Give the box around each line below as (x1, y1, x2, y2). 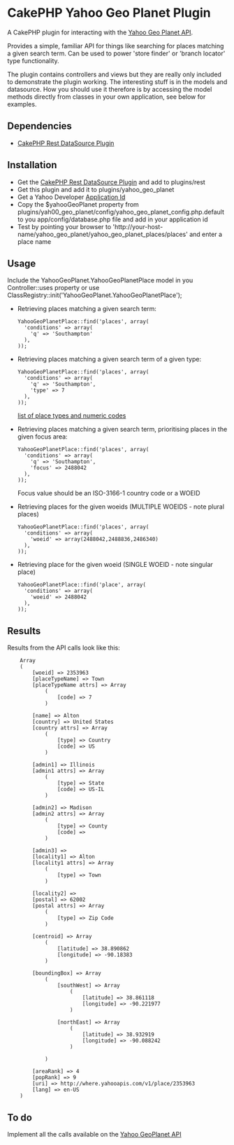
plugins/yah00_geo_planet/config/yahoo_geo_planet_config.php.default (17, 207, 225, 216)
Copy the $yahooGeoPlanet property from (17, 200, 140, 208)
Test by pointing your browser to (17, 222, 112, 231)
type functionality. (7, 56, 59, 64)
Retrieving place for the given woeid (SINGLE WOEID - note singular (17, 561, 213, 569)
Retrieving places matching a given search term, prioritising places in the (17, 425, 228, 434)
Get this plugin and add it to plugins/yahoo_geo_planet (17, 185, 175, 193)
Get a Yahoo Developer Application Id (17, 193, 126, 201)
